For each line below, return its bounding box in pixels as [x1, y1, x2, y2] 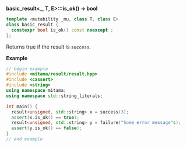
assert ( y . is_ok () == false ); [11, 125, 82, 131]
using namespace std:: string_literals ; [6, 93, 103, 99]
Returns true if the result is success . [6, 43, 92, 50]
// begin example [6, 66, 48, 72]
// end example [6, 136, 43, 142]
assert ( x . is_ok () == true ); [11, 114, 80, 121]
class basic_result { [6, 22, 59, 27]
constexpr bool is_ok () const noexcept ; [11, 27, 114, 33]
